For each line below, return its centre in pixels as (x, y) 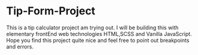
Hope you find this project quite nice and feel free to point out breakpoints (98, 40)
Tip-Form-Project (51, 11)
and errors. (20, 47)
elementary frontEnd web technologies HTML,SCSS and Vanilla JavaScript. (99, 33)
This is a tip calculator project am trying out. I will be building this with (92, 27)
